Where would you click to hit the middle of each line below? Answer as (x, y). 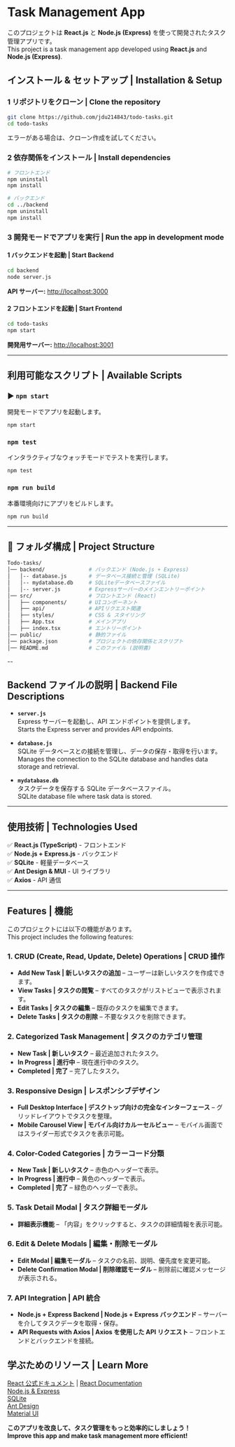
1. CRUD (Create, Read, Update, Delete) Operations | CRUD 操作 (116, 956)
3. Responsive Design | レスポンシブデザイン (84, 1090)
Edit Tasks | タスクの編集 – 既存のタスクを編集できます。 (99, 1008)
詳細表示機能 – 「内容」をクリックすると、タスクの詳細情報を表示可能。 (122, 1224)
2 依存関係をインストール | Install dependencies (89, 158)
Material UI (23, 1413)
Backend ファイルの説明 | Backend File (92, 685)
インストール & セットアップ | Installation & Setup (115, 80)
